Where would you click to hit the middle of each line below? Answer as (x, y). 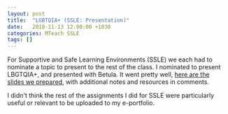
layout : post (26, 14)
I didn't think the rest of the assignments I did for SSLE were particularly (111, 96)
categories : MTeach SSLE (43, 33)
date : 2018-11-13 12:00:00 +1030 (59, 27)
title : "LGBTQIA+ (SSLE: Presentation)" (69, 20)
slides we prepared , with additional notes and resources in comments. (108, 82)
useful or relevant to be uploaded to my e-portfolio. (81, 103)
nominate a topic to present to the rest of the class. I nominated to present (114, 67)
